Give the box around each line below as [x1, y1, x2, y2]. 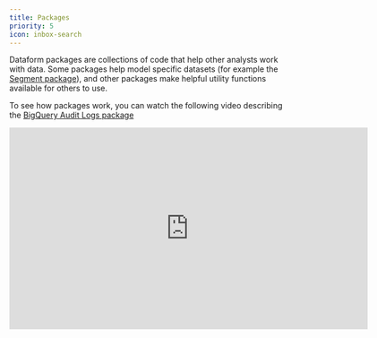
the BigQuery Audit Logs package [9, 109, 134, 121]
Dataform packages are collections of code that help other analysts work [9, 55, 278, 65]
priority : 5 [9, 22, 54, 30]
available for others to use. [9, 82, 108, 94]
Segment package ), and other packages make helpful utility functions [9, 74, 267, 84]
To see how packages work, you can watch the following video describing [9, 100, 283, 111]
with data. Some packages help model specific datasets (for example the [9, 64, 279, 74]
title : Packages [9, 13, 70, 22]
